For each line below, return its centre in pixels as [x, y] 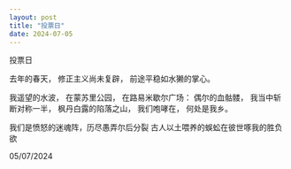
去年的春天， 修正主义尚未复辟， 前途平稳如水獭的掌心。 [112, 79]
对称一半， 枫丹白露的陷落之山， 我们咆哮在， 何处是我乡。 [124, 109]
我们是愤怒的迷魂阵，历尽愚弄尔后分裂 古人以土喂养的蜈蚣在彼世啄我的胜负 [146, 127]
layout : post [33, 17]
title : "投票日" [37, 26]
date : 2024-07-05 [41, 34]
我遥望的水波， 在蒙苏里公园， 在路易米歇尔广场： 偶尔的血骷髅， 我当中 [142, 97]
